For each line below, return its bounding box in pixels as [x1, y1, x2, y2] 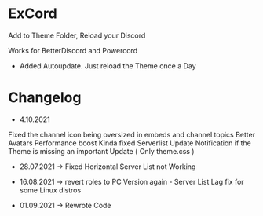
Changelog [8, 89, 82, 107]
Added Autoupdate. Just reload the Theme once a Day [19, 60, 196, 71]
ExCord [8, 5, 57, 23]
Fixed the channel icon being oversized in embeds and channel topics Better [8, 130, 256, 139]
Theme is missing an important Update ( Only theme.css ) [8, 146, 195, 156]
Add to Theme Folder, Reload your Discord [8, 31, 146, 40]
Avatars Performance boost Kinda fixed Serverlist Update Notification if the [8, 138, 251, 148]
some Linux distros [19, 185, 82, 195]
